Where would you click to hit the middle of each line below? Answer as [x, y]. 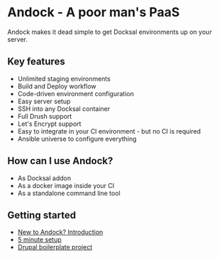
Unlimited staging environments [64, 78]
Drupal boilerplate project [55, 247]
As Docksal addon [44, 178]
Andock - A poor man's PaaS [94, 12]
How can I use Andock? [60, 161]
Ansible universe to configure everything [77, 139]
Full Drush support [45, 116]
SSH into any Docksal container [64, 109]
